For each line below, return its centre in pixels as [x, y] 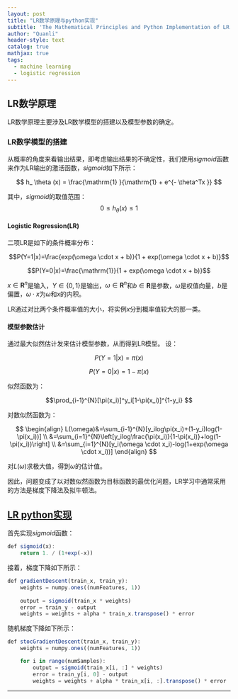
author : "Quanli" [33, 34]
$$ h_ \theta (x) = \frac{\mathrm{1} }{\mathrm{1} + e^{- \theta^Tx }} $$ [119, 182]
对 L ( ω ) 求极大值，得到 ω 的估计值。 [57, 466]
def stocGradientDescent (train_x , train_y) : [74, 642]
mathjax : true [28, 54]
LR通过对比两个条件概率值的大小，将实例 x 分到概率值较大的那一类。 [106, 309]
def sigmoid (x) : [31, 547]
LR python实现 [40, 515]
